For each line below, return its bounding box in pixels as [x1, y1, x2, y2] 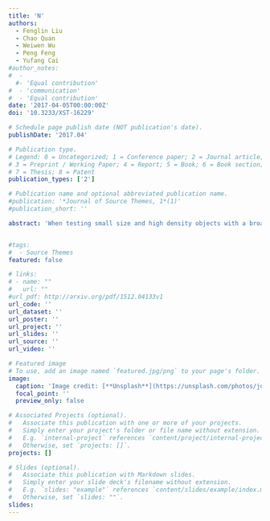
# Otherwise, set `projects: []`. [8, 441, 131, 449]
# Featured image [8, 359, 67, 367]
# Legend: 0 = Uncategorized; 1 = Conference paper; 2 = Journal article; [8, 153, 264, 161]
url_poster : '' [8, 315, 59, 323]
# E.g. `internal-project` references [8, 433, 146, 442]
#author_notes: [8, 64, 59, 72]
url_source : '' [8, 338, 59, 346]
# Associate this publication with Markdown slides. [8, 471, 196, 479]
